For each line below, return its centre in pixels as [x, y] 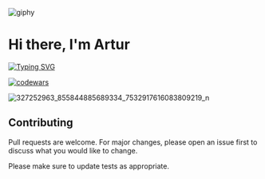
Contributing [41, 123]
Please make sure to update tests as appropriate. [89, 166]
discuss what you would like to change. [73, 150]
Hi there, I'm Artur [69, 45]
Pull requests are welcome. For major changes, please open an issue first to [133, 142]
